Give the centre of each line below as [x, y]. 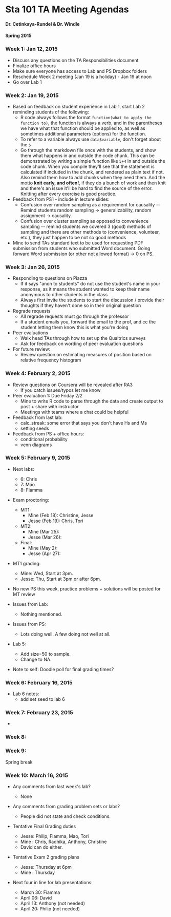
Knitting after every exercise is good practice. [68, 194]
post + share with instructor [50, 406]
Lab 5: [19, 644]
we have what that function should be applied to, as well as [83, 128]
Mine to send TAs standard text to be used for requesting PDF [78, 243]
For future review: [31, 349]
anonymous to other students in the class [64, 295]
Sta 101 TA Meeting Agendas [67, 9]
